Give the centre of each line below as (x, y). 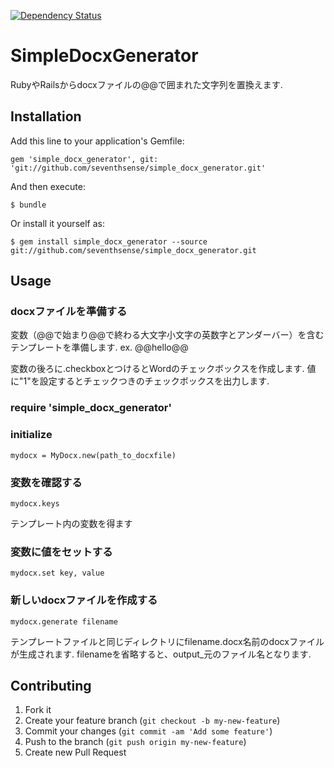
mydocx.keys (35, 503)
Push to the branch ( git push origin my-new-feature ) (135, 742)
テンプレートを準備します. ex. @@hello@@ (99, 347)
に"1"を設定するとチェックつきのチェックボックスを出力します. (140, 381)
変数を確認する (46, 482)
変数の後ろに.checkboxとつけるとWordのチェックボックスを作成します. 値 (163, 369)
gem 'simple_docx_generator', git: (84, 159)
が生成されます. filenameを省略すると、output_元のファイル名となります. (161, 654)
